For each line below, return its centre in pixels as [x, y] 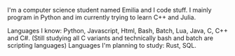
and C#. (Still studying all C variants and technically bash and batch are [110, 38]
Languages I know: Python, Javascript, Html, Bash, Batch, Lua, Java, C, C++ [117, 31]
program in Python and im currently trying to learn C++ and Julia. [102, 17]
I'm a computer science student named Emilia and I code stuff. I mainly [109, 10]
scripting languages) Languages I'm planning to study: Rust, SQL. [102, 45]
